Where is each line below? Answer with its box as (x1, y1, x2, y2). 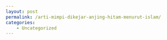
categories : (5, 19, 35, 25)
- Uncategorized (16, 25, 57, 31)
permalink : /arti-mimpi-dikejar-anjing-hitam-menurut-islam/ (5, 14, 162, 20)
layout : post (5, 8, 38, 15)
